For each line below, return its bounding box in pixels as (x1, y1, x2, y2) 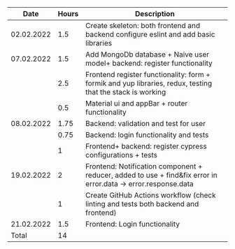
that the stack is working (85, 87, 166, 97)
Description (135, 9, 175, 18)
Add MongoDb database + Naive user (85, 50, 210, 59)
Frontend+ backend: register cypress (85, 141, 208, 151)
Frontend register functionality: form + (85, 70, 211, 79)
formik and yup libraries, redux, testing (85, 78, 213, 88)
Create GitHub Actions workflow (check (85, 190, 217, 200)
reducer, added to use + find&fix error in (85, 171, 218, 180)
